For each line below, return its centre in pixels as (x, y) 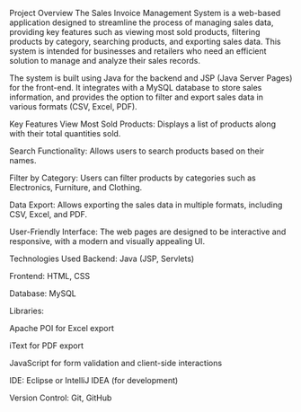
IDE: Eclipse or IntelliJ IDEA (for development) (94, 380)
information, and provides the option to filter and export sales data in (136, 97)
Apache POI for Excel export (62, 328)
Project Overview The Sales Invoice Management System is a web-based (145, 13)
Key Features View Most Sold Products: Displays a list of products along (143, 124)
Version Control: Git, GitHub (61, 398)
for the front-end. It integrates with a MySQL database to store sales (136, 88)
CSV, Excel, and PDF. (49, 214)
